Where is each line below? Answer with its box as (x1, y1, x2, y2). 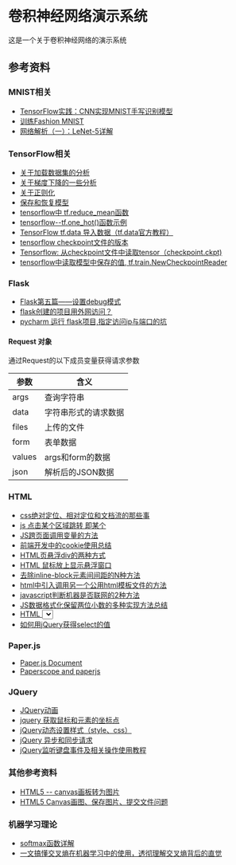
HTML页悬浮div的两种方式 (19, 550, 106, 560)
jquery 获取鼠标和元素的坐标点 (19, 715, 120, 725)
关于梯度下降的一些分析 (19, 177, 97, 187)
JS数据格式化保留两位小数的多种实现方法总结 (19, 600, 168, 610)
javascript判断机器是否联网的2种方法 (19, 590, 141, 600)
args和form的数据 (44, 452, 111, 463)
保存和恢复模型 (19, 197, 69, 207)
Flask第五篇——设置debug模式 (19, 297, 122, 307)
